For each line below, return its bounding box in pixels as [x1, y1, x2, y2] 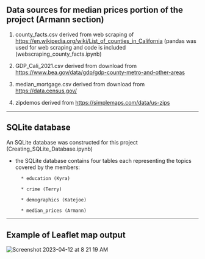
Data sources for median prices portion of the [6, 5, 183, 15]
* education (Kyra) [21, 175, 70, 181]
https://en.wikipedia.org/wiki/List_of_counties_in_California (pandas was [15, 37, 196, 45]
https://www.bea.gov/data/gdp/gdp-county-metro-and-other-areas [15, 69, 185, 76]
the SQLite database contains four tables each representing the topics [15, 157, 192, 164]
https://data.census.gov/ [15, 87, 77, 94]
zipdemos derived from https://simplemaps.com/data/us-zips [15, 99, 170, 106]
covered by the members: [15, 163, 81, 171]
